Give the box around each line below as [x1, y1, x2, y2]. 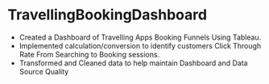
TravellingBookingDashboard [7, 6, 207, 24]
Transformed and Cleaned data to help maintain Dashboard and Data [19, 58, 248, 68]
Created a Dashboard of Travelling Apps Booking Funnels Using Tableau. [19, 32, 262, 42]
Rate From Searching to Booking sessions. [19, 49, 160, 59]
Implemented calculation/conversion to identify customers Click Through [19, 40, 262, 50]
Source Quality [19, 66, 69, 76]
